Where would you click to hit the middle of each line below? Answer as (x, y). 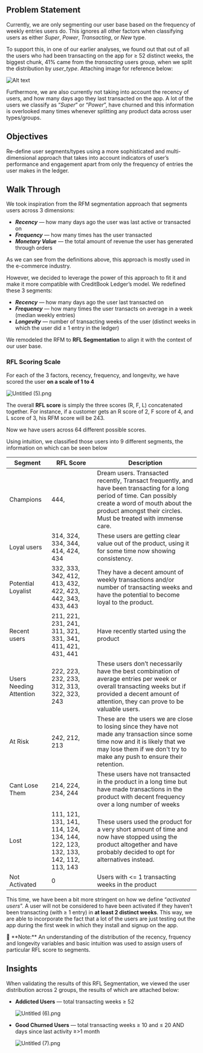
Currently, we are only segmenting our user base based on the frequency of (101, 24)
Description (145, 462)
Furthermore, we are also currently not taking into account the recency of (98, 92)
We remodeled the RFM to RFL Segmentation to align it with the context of (99, 340)
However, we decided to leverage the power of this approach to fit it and (96, 278)
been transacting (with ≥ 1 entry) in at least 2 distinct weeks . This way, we (99, 912)
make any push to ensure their (140, 756)
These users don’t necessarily (140, 663)
